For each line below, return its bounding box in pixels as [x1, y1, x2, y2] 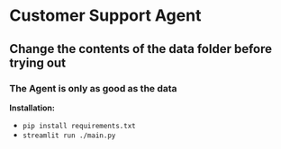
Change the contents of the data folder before [9, 41, 273, 57]
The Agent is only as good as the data [9, 82, 177, 94]
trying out [9, 55, 66, 70]
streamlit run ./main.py [22, 131, 116, 140]
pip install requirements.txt [22, 121, 137, 130]
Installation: [9, 102, 56, 113]
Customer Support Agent [9, 5, 202, 26]
